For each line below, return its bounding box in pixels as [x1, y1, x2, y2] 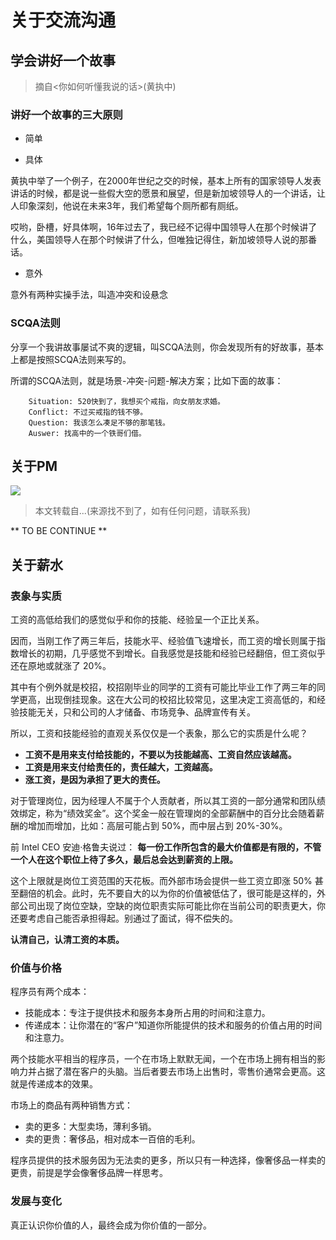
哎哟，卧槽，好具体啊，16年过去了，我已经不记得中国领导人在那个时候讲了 [10, 221, 318, 233]
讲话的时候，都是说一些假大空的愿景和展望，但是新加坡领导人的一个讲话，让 [10, 187, 326, 200]
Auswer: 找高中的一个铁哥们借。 [28, 428, 147, 438]
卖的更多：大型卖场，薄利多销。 [24, 1121, 157, 1133]
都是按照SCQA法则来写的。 [18, 353, 132, 365]
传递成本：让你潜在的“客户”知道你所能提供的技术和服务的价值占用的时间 [24, 1019, 323, 1031]
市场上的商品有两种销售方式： [10, 1099, 133, 1111]
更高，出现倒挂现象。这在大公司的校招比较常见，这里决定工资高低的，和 [18, 694, 317, 706]
